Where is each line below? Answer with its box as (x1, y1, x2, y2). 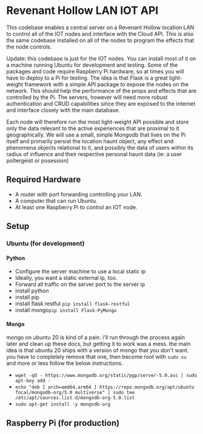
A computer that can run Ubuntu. (15, 197, 98, 204)
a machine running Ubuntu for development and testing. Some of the (6, 61, 178, 69)
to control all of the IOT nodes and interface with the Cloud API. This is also (6, 30, 194, 37)
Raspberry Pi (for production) (6, 418, 120, 428)
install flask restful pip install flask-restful (15, 300, 130, 307)
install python (15, 287, 49, 294)
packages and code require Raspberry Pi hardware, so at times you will (6, 67, 184, 75)
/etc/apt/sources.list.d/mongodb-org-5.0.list (15, 395, 135, 401)
